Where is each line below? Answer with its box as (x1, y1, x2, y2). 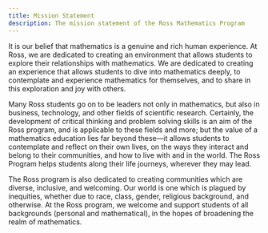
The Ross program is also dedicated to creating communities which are (8, 174, 243, 184)
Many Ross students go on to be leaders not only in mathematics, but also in (8, 99, 260, 109)
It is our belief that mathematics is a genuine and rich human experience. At (8, 41, 258, 50)
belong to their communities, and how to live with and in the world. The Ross (8, 150, 261, 160)
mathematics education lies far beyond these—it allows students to (8, 133, 230, 143)
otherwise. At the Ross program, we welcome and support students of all (8, 199, 249, 209)
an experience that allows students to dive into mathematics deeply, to (8, 66, 241, 76)
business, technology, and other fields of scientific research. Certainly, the (8, 107, 254, 117)
